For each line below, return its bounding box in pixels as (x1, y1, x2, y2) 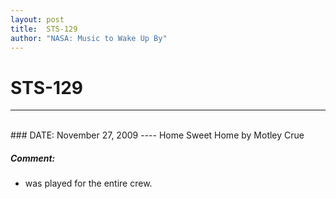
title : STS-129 (10, 24, 78, 34)
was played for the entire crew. (24, 177, 153, 190)
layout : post (10, 14, 65, 25)
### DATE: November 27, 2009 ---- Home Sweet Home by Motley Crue (10, 129, 305, 141)
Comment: (10, 152, 56, 164)
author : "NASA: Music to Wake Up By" (10, 33, 168, 43)
